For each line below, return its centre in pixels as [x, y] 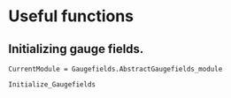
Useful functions [71, 16]
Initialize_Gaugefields [52, 85]
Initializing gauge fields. [76, 49]
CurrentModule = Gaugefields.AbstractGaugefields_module [115, 69]
